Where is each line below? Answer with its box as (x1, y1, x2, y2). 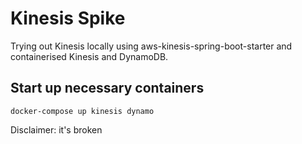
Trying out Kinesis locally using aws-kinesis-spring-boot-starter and (10, 40, 293, 52)
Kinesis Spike (10, 7, 126, 30)
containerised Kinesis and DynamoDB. (10, 50, 169, 62)
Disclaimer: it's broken (10, 123, 103, 136)
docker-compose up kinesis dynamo (10, 106, 155, 116)
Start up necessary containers (10, 80, 205, 97)
